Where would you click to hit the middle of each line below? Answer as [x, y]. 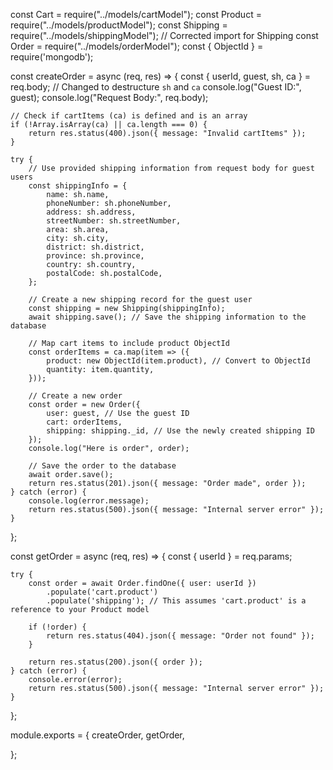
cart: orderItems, [84, 422]
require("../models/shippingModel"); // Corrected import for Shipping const [164, 35]
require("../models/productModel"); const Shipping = [119, 25]
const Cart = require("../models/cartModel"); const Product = [136, 14]
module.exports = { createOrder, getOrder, [97, 735]
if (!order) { [57, 627]
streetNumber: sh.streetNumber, [114, 221]
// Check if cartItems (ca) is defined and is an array [129, 116]
